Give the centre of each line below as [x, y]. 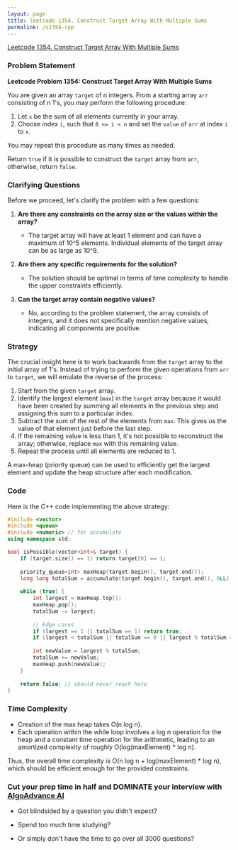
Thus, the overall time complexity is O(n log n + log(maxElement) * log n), [114, 761]
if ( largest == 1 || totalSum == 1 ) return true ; [107, 631]
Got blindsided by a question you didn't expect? [87, 811]
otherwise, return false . [42, 166]
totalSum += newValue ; [66, 658]
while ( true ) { [42, 592]
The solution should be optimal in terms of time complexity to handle [128, 278]
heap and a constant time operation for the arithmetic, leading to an [116, 739]
